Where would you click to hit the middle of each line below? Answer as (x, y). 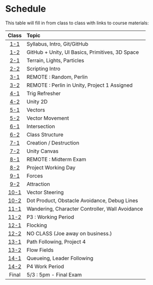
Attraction (38, 184)
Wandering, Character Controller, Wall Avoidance (85, 208)
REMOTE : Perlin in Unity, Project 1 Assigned (80, 85)
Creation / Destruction (53, 142)
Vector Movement (48, 118)
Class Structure (45, 134)
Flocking (37, 225)
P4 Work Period (45, 266)
